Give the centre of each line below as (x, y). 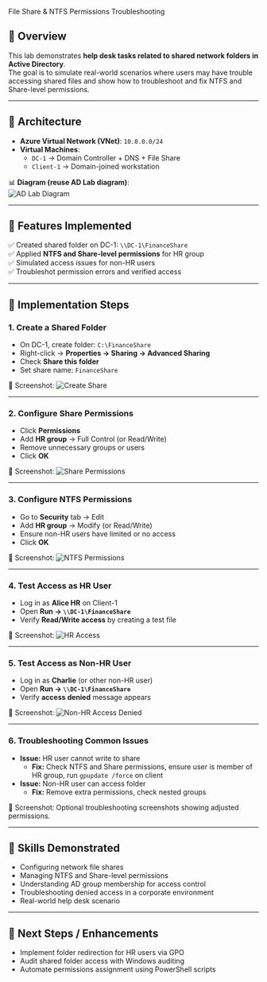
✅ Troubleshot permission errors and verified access (95, 272)
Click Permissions (50, 431)
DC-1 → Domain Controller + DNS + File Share (106, 157)
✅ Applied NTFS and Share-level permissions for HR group (106, 254)
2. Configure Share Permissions (71, 414)
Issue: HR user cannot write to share (80, 758)
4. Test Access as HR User (60, 586)
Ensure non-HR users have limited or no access (98, 534)
